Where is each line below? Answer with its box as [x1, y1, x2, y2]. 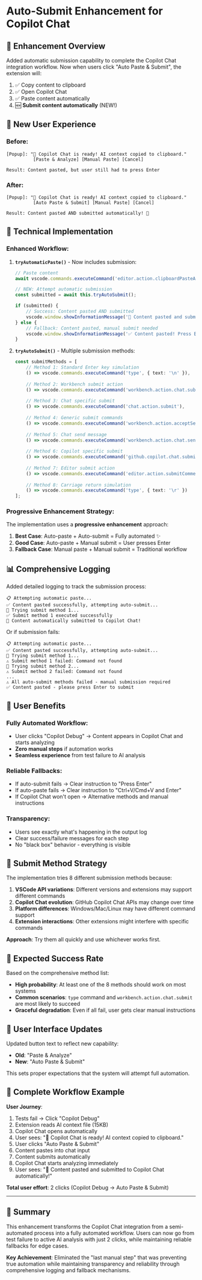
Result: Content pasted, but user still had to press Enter [6, 167, 161, 173]
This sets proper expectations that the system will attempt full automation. [6, 1069, 190, 1077]
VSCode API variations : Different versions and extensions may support [14, 886, 192, 893]
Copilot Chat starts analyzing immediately [14, 1159, 118, 1166]
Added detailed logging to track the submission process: [6, 583, 147, 590]
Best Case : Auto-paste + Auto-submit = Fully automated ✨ [14, 532, 161, 540]
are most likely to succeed [14, 1000, 81, 1008]
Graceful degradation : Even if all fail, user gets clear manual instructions [14, 1006, 196, 1014]
